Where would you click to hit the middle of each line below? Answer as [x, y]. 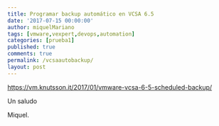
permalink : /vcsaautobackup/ [50, 61]
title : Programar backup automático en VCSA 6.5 [81, 14]
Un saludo [22, 101]
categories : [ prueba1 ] [41, 41]
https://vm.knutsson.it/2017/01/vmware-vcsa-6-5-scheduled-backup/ [110, 87]
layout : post [27, 67]
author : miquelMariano [41, 27]
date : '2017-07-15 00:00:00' [50, 21]
